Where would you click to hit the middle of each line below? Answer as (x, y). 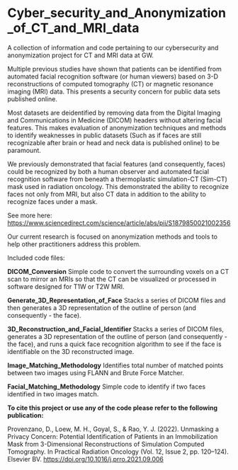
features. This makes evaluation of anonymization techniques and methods (117, 127)
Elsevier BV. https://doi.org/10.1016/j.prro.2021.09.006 (86, 459)
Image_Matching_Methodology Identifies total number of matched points (115, 365)
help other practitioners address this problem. (74, 244)
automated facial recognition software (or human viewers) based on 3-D (113, 76)
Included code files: (36, 258)
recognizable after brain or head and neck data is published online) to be (113, 142)
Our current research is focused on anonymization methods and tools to (113, 236)
